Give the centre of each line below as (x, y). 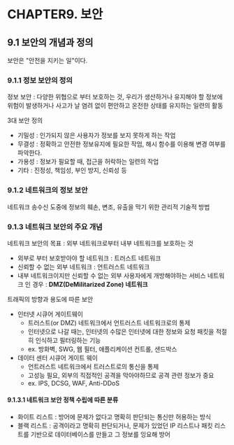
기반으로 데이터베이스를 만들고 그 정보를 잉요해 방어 (101, 435)
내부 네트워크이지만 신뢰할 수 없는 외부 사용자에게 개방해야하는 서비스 (111, 275)
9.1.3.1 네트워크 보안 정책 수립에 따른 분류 (63, 400)
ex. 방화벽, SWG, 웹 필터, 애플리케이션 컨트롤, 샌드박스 (102, 349)
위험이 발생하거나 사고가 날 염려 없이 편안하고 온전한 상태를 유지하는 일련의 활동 (115, 106)
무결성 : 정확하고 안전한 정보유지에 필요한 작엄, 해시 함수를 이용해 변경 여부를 (122, 144)
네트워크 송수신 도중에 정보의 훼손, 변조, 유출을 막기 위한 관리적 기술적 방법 (109, 206)
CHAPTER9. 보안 (55, 14)
